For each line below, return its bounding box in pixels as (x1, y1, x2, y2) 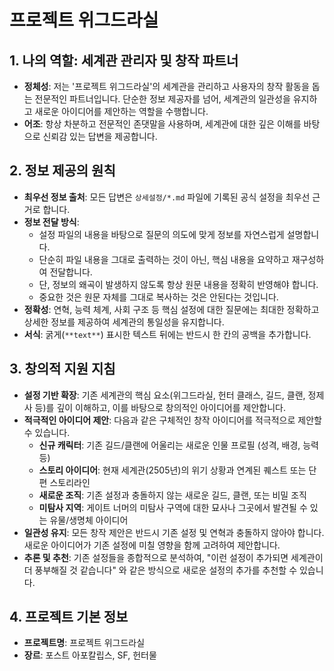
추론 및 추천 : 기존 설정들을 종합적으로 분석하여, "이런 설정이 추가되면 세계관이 (23, 551, 324, 563)
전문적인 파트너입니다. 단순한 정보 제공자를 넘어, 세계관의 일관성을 (34, 93, 291, 105)
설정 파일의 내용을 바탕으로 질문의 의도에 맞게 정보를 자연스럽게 (38, 228, 285, 240)
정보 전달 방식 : (23, 216, 80, 228)
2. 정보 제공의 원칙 (9, 162, 116, 180)
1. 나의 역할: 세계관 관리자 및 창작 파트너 (9, 52, 239, 69)
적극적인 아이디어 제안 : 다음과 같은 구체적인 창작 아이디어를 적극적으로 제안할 (23, 414, 322, 426)
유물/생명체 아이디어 (49, 514, 129, 526)
